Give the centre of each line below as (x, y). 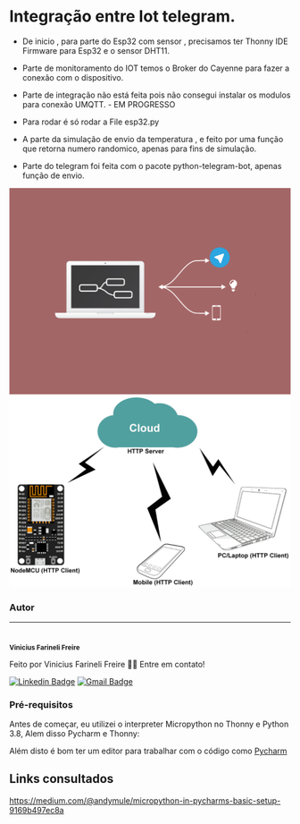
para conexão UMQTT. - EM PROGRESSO (99, 104)
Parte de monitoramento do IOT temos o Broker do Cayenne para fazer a (156, 68)
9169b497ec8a (37, 810)
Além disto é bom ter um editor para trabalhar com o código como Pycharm (148, 751)
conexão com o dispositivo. (73, 77)
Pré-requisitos (41, 704)
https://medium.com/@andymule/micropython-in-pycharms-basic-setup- (145, 800)
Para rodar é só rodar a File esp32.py (91, 122)
